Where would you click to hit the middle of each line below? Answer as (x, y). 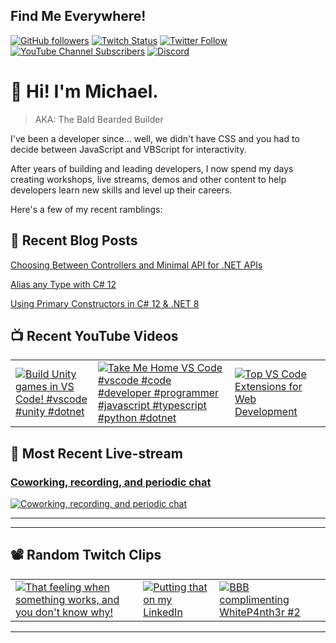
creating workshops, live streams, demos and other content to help (148, 179)
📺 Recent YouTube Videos (94, 335)
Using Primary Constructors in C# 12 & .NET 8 (105, 303)
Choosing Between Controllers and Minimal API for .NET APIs (136, 265)
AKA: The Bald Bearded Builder (99, 119)
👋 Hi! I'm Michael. (84, 91)
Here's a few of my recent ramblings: (86, 209)
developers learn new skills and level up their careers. (121, 190)
